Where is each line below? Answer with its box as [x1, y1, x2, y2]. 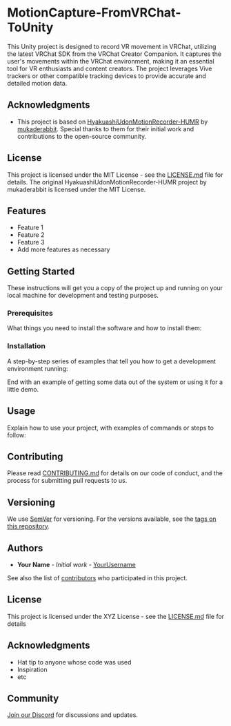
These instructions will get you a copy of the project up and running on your [7, 284, 223, 292]
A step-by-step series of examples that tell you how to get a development [7, 357, 216, 365]
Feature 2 [17, 231, 45, 239]
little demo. [7, 385, 39, 393]
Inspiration [17, 665, 48, 674]
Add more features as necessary [17, 245, 110, 254]
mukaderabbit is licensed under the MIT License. [7, 185, 146, 193]
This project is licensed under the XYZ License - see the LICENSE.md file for [7, 612, 225, 620]
